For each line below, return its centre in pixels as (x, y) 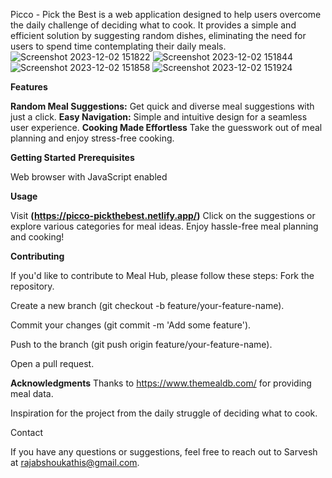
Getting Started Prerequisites (72, 157)
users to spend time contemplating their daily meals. (118, 46)
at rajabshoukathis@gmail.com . (75, 462)
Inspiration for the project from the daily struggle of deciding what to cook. (164, 413)
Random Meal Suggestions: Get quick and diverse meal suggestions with (162, 106)
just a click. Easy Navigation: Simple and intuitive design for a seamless (159, 117)
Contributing (37, 256)
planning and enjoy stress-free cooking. (92, 138)
